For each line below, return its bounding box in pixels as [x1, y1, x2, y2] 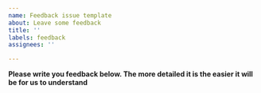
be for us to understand [8, 78, 88, 87]
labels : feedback [8, 33, 66, 42]
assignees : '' [8, 41, 56, 49]
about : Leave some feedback [8, 19, 102, 27]
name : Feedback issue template [8, 11, 112, 20]
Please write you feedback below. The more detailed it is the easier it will [8, 69, 253, 79]
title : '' [8, 26, 41, 34]
